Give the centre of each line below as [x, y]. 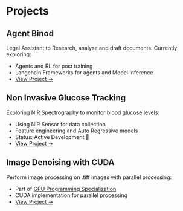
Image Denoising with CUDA [60, 162]
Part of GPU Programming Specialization [66, 189]
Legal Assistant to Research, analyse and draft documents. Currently [92, 48]
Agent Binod [30, 34]
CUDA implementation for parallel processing [71, 195]
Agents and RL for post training [54, 66]
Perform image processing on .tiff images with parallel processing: [89, 177]
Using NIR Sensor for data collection [60, 124]
